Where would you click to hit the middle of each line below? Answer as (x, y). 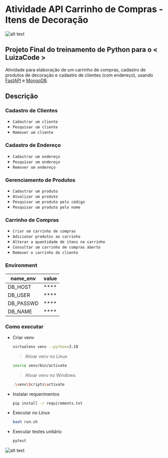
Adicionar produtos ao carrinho (46, 237)
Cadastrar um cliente (35, 122)
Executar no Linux (31, 413)
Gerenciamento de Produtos (40, 180)
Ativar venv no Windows (50, 375)
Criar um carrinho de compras (44, 232)
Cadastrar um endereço (36, 157)
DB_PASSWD (23, 303)
